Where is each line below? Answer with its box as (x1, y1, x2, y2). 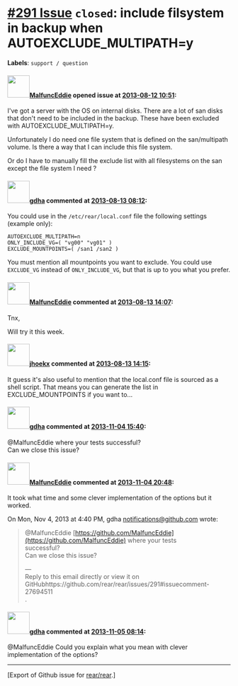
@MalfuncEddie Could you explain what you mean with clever (7, 643, 188, 651)
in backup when (7, 20, 103, 36)
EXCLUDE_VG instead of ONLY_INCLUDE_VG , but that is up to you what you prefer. (7, 266, 231, 274)
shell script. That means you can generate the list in (7, 383, 159, 391)
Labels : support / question (7, 58, 89, 67)
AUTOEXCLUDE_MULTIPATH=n (7, 233, 81, 240)
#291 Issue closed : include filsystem (7, 5, 225, 21)
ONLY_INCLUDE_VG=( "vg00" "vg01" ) (7, 240, 113, 247)
